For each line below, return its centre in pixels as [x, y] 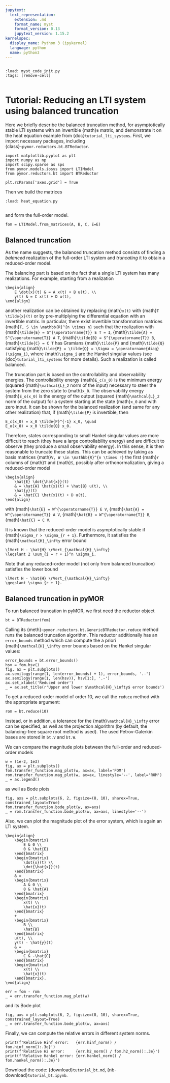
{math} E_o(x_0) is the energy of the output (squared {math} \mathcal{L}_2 [82, 396]
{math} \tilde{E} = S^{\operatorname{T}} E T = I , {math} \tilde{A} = [79, 332]
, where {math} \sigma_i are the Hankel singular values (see [90, 354]
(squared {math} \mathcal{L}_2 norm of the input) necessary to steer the [81, 385]
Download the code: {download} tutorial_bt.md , [56, 1070]
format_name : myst [34, 24]
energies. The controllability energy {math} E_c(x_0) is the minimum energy [84, 380]
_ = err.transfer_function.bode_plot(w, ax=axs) [58, 1024]
